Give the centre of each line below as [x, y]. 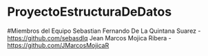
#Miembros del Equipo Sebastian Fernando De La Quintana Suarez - [104, 31]
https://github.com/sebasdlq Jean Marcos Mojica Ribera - [89, 38]
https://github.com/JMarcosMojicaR [58, 45]
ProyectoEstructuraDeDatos [90, 12]
